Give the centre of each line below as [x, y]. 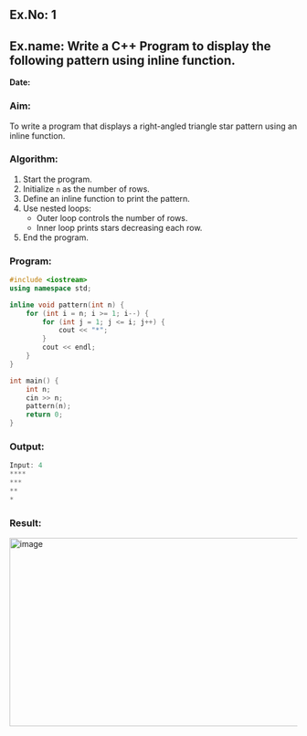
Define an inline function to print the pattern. [106, 198]
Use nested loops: [57, 208]
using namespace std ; [51, 288]
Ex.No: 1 [33, 15]
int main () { [34, 381]
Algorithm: [34, 159]
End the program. [55, 237]
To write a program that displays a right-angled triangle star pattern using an [153, 126]
